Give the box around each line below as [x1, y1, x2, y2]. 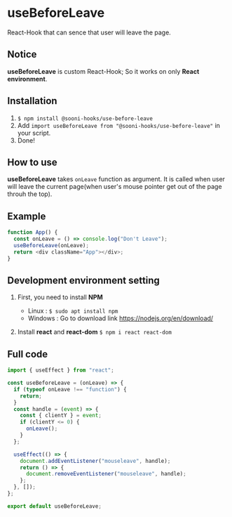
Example [7, 210, 46, 222]
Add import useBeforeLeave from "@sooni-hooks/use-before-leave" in [17, 121, 221, 129]
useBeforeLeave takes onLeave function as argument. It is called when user [7, 175, 226, 183]
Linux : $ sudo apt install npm [27, 307, 118, 315]
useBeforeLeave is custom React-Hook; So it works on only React [7, 67, 200, 75]
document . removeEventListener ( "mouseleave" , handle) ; [25, 471, 187, 478]
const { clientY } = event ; [20, 412, 102, 419]
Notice [7, 48, 37, 60]
